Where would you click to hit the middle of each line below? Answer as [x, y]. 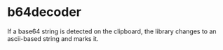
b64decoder [45, 12]
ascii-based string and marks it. [53, 38]
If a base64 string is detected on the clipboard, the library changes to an [112, 31]
